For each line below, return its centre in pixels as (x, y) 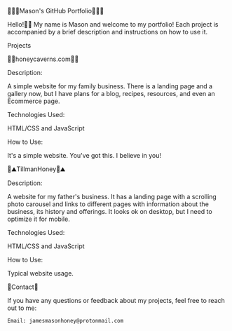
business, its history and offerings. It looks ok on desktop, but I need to (110, 211)
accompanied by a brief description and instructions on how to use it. (108, 32)
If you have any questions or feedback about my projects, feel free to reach (116, 300)
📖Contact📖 (23, 287)
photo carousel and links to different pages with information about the (108, 204)
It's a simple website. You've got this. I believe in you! (84, 155)
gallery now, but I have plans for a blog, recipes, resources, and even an (111, 94)
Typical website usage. (40, 273)
